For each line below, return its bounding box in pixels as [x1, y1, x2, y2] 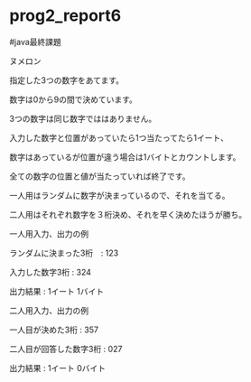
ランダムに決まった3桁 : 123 [9, 247, 119, 258]
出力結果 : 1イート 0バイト [9, 362, 107, 373]
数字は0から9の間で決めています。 [9, 94, 138, 105]
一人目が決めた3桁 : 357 [9, 324, 99, 335]
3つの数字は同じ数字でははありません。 [9, 113, 157, 124]
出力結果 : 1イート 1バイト [9, 285, 105, 296]
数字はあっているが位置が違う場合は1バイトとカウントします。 [9, 151, 241, 163]
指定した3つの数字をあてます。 [9, 74, 125, 86]
